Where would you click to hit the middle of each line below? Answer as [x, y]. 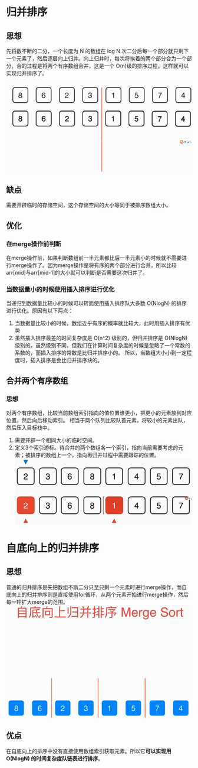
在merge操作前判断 [34, 244]
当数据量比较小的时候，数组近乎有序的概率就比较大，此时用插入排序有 [100, 323]
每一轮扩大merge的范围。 [37, 602]
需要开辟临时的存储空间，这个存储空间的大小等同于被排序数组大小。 [89, 205]
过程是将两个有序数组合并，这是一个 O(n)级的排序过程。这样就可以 [108, 66]
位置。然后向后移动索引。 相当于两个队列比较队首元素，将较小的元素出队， [97, 420]
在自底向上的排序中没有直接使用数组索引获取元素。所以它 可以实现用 [89, 751]
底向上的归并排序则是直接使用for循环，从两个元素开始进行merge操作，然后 [97, 594]
